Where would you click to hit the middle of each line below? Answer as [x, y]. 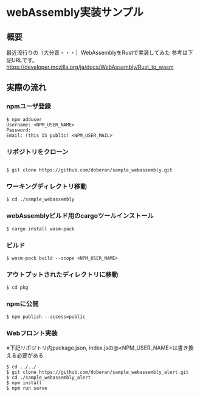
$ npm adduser [24, 119]
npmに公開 [22, 304]
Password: [19, 130]
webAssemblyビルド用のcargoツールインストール [80, 216]
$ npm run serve [27, 388]
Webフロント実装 [32, 333]
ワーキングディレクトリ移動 [47, 186]
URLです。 [24, 60]
